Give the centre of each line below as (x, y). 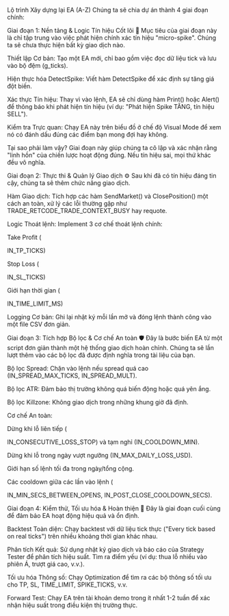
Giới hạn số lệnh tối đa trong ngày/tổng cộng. (71, 468)
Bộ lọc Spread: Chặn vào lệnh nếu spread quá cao (78, 368)
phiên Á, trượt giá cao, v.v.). (46, 564)
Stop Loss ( (23, 264)
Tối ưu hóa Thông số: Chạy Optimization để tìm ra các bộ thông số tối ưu (109, 577)
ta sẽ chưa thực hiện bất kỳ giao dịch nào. (66, 45)
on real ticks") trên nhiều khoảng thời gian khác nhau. (83, 536)
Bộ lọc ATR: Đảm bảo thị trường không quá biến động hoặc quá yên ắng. (109, 389)
